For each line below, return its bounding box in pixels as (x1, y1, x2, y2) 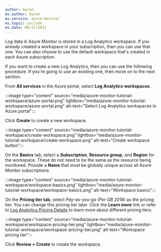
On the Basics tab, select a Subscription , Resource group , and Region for (5, 152, 155, 158)
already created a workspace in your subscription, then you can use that (5, 44, 151, 50)
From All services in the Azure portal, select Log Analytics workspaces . (5, 83, 151, 89)
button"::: (5, 143, 24, 148)
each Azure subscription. (5, 54, 55, 60)
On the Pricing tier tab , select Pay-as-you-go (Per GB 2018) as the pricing (5, 197, 154, 202)
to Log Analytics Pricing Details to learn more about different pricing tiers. (5, 207, 153, 213)
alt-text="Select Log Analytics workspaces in (65, 103, 157, 109)
